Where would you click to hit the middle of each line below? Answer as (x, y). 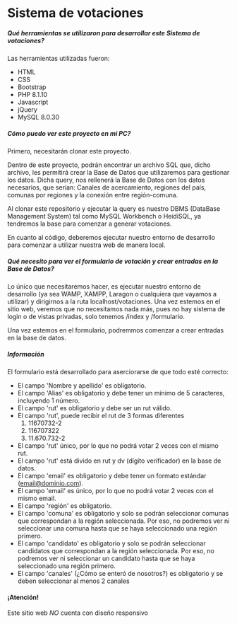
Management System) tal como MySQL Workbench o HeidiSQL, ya (104, 216)
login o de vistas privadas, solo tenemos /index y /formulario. (96, 317)
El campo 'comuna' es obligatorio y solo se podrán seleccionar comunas (123, 514)
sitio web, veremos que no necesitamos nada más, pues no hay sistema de (116, 309)
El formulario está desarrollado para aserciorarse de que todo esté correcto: (118, 372)
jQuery (27, 110)
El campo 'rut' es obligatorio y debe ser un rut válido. (95, 408)
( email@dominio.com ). (50, 483)
